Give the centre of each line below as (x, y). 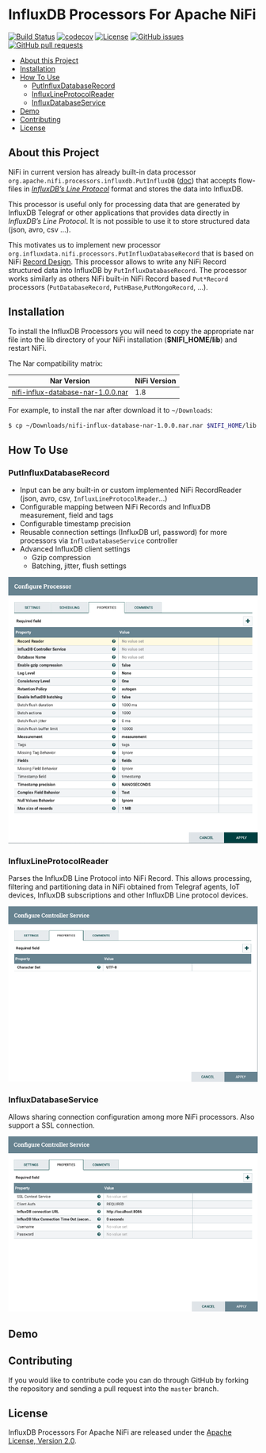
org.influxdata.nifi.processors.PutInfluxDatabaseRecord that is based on (131, 253)
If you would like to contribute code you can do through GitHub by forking (129, 1380)
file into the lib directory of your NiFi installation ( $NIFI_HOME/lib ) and (123, 340)
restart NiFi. (27, 348)
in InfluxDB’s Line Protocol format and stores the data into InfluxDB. (133, 189)
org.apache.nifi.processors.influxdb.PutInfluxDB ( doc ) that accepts (122, 180)
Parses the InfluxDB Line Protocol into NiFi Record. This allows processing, (130, 878)
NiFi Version (156, 381)
